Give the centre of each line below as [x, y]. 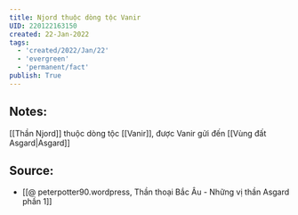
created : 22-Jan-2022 [49, 34]
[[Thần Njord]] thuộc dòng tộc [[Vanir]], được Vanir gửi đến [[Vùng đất [138, 133]
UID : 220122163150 [43, 26]
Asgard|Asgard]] [40, 143]
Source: [32, 170]
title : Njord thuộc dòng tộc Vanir [75, 17]
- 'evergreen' [43, 59]
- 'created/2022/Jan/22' [63, 51]
